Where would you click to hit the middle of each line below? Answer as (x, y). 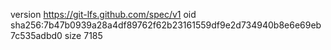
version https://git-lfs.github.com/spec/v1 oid (103, 14)
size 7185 (83, 35)
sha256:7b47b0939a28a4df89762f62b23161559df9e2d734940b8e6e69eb (166, 25)
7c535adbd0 (36, 35)
